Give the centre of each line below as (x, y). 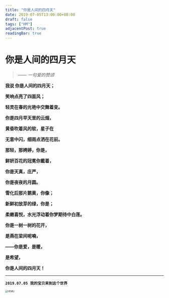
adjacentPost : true (26, 29)
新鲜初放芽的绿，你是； (29, 204)
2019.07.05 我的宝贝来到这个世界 (36, 283)
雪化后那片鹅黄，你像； (29, 193)
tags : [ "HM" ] (19, 24)
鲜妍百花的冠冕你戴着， (29, 161)
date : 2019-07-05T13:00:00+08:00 (40, 15)
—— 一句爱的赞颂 (36, 75)
